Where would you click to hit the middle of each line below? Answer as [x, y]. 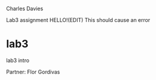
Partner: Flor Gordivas [33, 72]
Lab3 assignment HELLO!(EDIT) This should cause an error [78, 20]
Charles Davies [25, 9]
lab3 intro [18, 60]
